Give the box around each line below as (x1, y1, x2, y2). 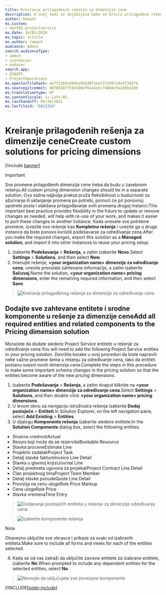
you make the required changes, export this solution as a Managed (5, 234, 142, 240)
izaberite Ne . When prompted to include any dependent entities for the (12, 560, 156, 566)
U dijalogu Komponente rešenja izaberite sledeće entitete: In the (12, 418, 143, 424)
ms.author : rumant (5, 40, 43, 45)
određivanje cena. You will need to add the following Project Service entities (5, 346, 159, 352)
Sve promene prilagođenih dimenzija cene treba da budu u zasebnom (5, 182, 147, 187)
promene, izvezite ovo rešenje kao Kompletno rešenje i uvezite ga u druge (5, 224, 158, 229)
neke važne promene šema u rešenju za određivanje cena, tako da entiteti (5, 357, 156, 363)
